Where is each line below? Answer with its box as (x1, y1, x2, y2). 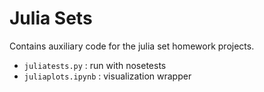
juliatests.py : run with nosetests (23, 59, 167, 71)
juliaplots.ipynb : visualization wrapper (23, 70, 192, 82)
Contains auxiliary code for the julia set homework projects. (9, 40, 255, 52)
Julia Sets (9, 7, 93, 30)
